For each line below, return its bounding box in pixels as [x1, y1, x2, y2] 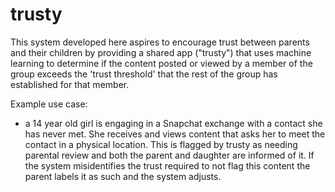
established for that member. [10, 78, 130, 90]
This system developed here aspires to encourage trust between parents [10, 36, 310, 48]
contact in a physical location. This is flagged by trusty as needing [24, 138, 298, 150]
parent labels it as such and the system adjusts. [24, 170, 222, 182]
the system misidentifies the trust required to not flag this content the [24, 159, 311, 172]
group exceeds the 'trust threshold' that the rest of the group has [10, 68, 278, 80]
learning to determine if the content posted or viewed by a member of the [10, 57, 313, 69]
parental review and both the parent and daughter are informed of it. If [24, 149, 315, 161]
